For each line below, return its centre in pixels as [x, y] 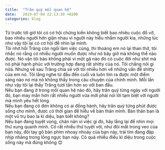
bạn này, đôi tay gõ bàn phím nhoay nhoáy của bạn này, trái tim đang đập [80, 132]
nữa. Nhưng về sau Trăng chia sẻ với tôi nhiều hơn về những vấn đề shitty [80, 69]
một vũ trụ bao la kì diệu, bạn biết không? [47, 117]
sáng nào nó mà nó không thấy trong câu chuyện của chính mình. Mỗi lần [80, 80]
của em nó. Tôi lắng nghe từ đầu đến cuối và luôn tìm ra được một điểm [78, 75]
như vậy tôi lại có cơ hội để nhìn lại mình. [46, 43]
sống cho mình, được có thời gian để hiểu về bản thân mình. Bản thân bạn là [82, 111]
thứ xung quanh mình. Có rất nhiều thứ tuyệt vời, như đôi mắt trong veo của [82, 127]
